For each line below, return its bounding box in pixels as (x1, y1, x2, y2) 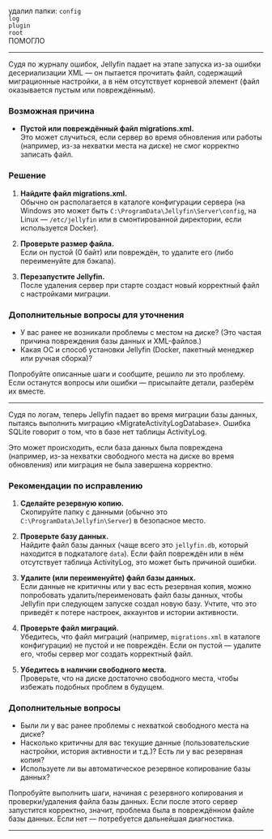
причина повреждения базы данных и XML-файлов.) (19, 336, 202, 346)
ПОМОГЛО (8, 36, 45, 45)
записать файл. (19, 149, 74, 160)
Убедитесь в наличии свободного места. (19, 665, 167, 675)
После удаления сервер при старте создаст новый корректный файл (19, 280, 260, 290)
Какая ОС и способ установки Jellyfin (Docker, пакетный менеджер (19, 344, 254, 355)
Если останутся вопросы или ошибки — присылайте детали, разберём (8, 377, 254, 387)
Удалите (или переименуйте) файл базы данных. (19, 573, 196, 583)
